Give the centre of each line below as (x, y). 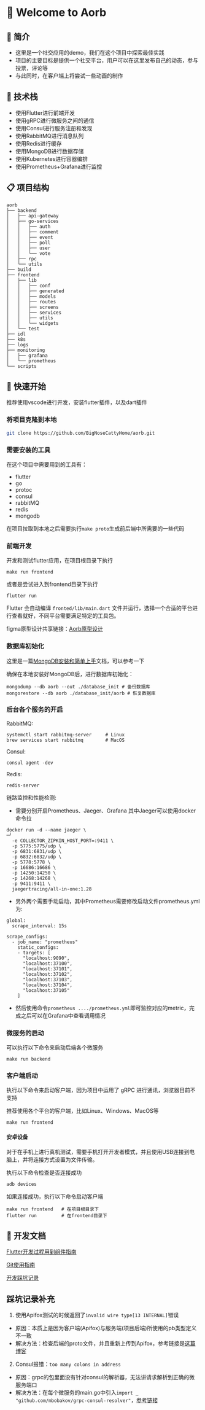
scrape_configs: (27, 937)
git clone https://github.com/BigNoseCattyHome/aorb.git (81, 433)
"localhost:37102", (47, 974)
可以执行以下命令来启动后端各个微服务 (55, 1048)
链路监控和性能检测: (32, 797)
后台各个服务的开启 (35, 710)
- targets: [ (34, 952)
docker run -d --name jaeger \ (46, 830)
